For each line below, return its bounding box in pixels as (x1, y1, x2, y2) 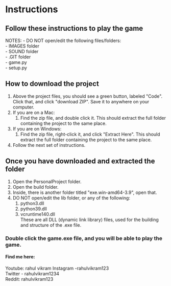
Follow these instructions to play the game (5, 24, 143, 33)
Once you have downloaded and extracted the (5, 157, 155, 166)
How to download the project (5, 79, 100, 88)
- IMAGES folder (5, 43, 40, 49)
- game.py (5, 59, 27, 65)
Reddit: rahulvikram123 (5, 276, 54, 282)
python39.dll (20, 206, 47, 212)
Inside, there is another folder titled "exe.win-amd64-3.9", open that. (12, 189, 157, 195)
